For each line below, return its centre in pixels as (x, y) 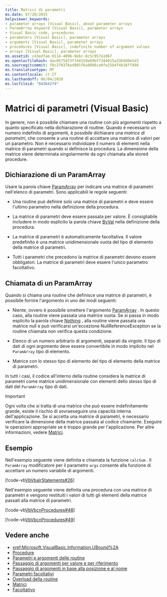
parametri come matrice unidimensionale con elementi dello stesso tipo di (81, 382)
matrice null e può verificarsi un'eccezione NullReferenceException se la (86, 326)
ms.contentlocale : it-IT (31, 75)
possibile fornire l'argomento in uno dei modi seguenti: (61, 300)
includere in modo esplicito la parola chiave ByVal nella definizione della (86, 222)
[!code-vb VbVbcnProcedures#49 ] (40, 520)
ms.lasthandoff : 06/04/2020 (34, 79)
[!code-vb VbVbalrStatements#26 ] (40, 480)
